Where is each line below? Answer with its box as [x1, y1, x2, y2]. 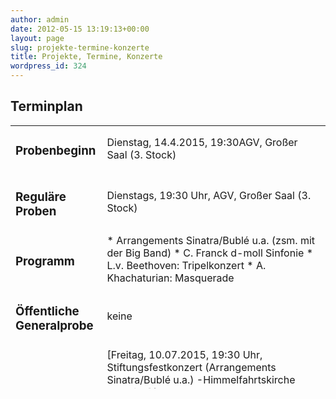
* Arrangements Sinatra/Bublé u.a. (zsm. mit [106, 233, 316, 247]
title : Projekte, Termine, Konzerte [10, 52, 163, 62]
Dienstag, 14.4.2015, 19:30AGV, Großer [106, 135, 298, 149]
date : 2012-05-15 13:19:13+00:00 [10, 24, 150, 34]
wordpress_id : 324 [10, 61, 87, 71]
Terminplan [10, 98, 83, 115]
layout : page [10, 33, 65, 43]
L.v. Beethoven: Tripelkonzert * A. [106, 258, 267, 272]
